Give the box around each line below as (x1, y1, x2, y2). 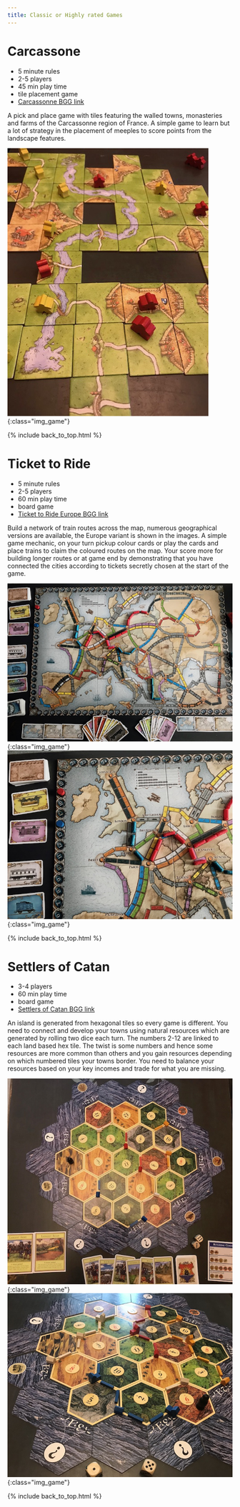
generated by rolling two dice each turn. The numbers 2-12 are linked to (7, 1034, 219, 1043)
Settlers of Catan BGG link (17, 1005, 95, 1013)
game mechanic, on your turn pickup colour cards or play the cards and (7, 539, 219, 547)
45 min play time (17, 82, 67, 91)
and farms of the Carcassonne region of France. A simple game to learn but (7, 119, 230, 127)
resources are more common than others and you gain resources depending (7, 1049, 232, 1058)
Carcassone (7, 43, 81, 59)
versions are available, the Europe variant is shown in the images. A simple (7, 531, 227, 539)
